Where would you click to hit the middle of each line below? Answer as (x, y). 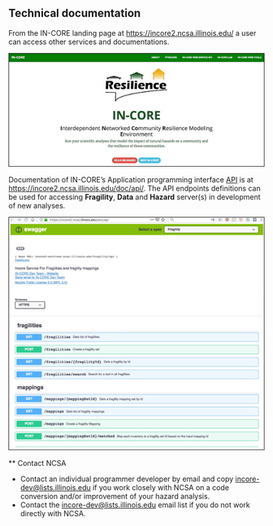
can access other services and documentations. (89, 42)
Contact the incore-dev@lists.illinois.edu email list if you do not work (135, 505)
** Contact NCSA (37, 463)
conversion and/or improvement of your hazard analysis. (115, 497)
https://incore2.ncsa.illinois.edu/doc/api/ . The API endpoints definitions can (135, 188)
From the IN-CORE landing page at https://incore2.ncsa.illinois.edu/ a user (132, 33)
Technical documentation (75, 13)
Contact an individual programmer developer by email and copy (127, 479)
